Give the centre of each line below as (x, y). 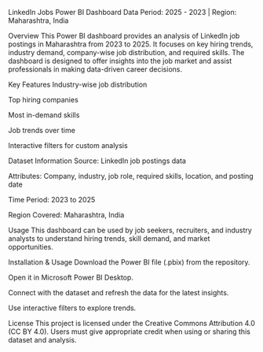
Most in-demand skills (44, 115)
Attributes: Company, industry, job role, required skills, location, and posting (131, 176)
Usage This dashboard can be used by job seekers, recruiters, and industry (130, 230)
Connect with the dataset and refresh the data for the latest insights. (119, 293)
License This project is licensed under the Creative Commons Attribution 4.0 (131, 323)
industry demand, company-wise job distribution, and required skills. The (126, 52)
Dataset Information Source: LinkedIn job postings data (97, 161)
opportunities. (31, 247)
